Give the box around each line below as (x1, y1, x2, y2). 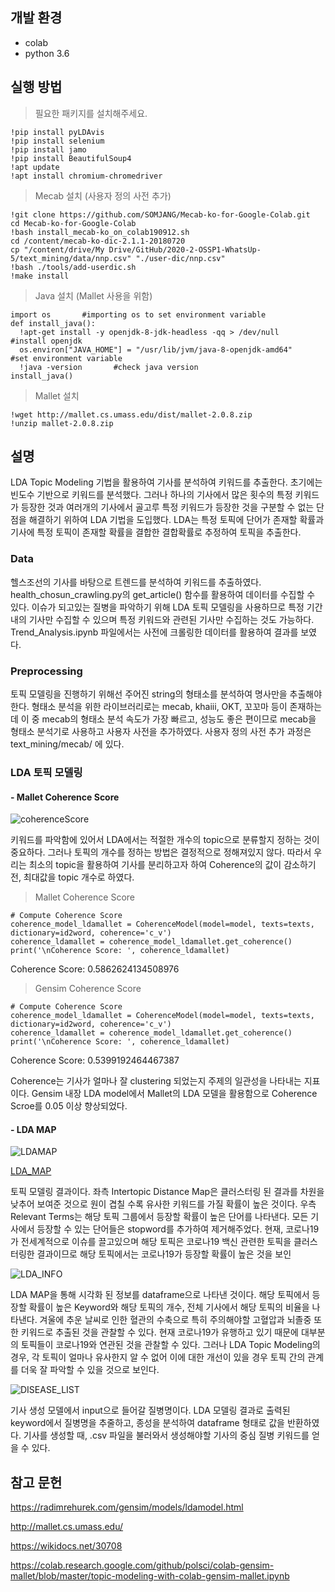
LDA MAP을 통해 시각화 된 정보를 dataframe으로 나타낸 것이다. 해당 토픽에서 (10, 1289, 310, 1301)
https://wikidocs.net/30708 (10, 1540, 123, 1552)
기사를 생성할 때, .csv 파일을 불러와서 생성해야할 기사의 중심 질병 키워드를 (23, 1429, 310, 1442)
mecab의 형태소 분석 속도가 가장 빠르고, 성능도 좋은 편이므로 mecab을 (41, 713, 317, 725)
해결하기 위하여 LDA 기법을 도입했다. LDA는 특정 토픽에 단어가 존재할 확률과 (28, 514, 325, 526)
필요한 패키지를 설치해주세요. (34, 107, 148, 119)
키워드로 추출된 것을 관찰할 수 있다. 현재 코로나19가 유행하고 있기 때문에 (20, 1326, 299, 1338)
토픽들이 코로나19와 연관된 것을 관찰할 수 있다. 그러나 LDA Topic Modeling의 (20, 1339, 321, 1351)
